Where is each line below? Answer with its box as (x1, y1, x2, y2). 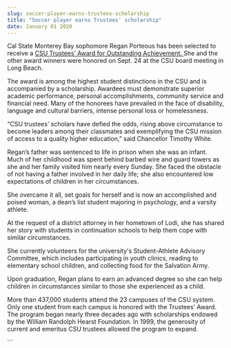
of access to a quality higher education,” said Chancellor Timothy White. (7, 135, 212, 143)
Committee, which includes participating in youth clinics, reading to (7, 254, 199, 262)
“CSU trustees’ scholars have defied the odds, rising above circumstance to (7, 120, 223, 128)
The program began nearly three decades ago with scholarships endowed (7, 310, 218, 318)
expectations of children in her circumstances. (7, 177, 139, 186)
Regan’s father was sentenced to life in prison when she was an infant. (7, 148, 208, 156)
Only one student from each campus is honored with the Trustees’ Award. (7, 303, 217, 311)
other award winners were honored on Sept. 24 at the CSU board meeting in (7, 57, 224, 65)
